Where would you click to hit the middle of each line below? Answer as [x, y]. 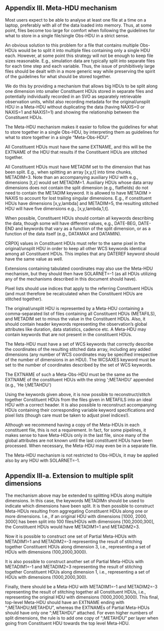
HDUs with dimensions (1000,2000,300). [46, 577]
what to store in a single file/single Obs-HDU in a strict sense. [67, 35]
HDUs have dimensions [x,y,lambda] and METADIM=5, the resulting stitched [82, 203]
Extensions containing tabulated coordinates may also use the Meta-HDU [79, 268]
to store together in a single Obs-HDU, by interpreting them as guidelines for [82, 132]
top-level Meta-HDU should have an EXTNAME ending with [65, 602]
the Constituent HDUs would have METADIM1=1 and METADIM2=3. [73, 527]
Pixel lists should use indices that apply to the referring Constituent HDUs [79, 288]
